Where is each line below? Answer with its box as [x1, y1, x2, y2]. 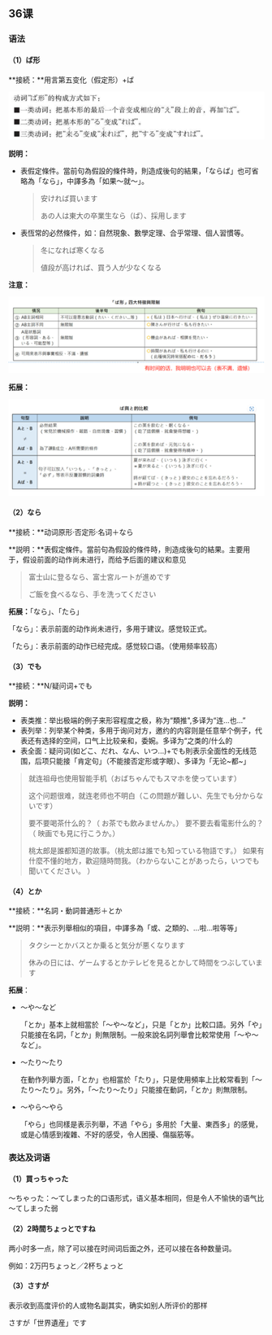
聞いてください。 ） [28, 866, 95, 876]
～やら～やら [19, 1102, 63, 1112]
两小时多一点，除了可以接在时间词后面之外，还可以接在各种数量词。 [8, 1243, 236, 1253]
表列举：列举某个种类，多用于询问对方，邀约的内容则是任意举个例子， [19, 726, 256, 736]
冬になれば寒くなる [40, 246, 106, 256]
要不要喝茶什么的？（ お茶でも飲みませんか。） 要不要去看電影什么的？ [28, 818, 264, 828]
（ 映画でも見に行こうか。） [28, 829, 120, 838]
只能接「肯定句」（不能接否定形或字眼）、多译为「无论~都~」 [48, 756, 251, 766]
